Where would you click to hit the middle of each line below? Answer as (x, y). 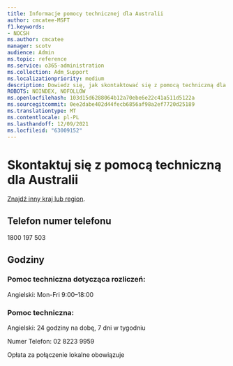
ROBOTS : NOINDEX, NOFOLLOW (46, 91)
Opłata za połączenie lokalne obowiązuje (66, 355)
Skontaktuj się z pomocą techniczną (114, 165)
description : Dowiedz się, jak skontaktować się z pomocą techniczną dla (117, 85)
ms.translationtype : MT (42, 111)
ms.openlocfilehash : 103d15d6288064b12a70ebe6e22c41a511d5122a (101, 98)
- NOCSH (18, 33)
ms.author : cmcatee (36, 40)
